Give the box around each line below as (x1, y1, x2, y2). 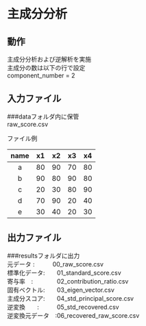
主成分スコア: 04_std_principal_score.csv (7, 294, 134, 302)
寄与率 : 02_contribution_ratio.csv (7, 277, 129, 285)
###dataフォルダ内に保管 (7, 112, 80, 121)
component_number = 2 (7, 71, 75, 79)
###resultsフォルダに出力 (7, 251, 80, 260)
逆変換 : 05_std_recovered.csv (7, 303, 119, 311)
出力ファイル (7, 232, 62, 244)
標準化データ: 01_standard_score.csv (7, 268, 121, 277)
